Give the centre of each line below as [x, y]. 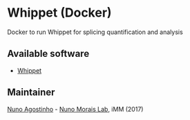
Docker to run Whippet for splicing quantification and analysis [95, 32]
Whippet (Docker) [59, 13]
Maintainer [31, 93]
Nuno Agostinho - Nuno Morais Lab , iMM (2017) [75, 109]
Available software [48, 54]
